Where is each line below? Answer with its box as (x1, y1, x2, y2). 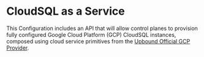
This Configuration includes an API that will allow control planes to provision (6, 25, 198, 32)
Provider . (6, 44, 29, 51)
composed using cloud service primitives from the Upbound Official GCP (6, 37, 191, 45)
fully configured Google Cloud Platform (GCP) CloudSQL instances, (6, 31, 176, 38)
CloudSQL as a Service (6, 4, 125, 18)
